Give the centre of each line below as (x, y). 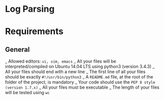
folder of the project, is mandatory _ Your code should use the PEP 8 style (80, 82)
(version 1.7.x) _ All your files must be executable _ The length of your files (82, 87)
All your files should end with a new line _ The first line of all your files (75, 72)
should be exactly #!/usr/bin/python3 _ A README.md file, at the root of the (79, 77)
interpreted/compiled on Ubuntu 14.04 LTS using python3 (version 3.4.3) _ (80, 67)
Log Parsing (30, 9)
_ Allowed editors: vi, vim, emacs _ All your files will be (61, 61)
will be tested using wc (27, 93)
